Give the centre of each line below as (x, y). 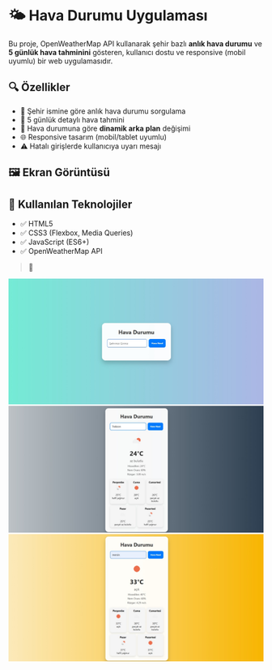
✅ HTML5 (36, 223)
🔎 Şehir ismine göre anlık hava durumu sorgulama (103, 111)
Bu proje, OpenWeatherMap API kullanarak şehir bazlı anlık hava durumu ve (136, 43)
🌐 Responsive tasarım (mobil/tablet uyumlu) (93, 137)
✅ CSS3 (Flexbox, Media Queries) (76, 233)
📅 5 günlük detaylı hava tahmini (72, 119)
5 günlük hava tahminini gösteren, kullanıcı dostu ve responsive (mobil (127, 52)
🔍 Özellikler (39, 87)
